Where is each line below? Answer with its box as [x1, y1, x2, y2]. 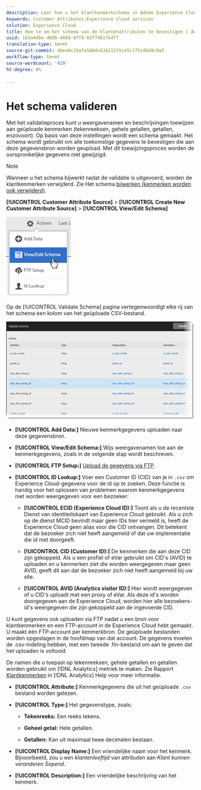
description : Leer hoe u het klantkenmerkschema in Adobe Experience [6, 10, 184, 16]
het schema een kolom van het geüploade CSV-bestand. [6, 310, 146, 317]
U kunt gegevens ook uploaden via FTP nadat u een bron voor [6, 616, 160, 623]
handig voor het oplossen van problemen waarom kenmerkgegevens [14, 486, 185, 494]
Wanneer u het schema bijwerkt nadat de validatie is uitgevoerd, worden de [6, 174, 193, 181]
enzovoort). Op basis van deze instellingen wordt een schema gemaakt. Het [6, 132, 193, 139]
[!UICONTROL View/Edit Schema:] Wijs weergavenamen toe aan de [14, 444, 184, 452]
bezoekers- [164, 598, 193, 605]
